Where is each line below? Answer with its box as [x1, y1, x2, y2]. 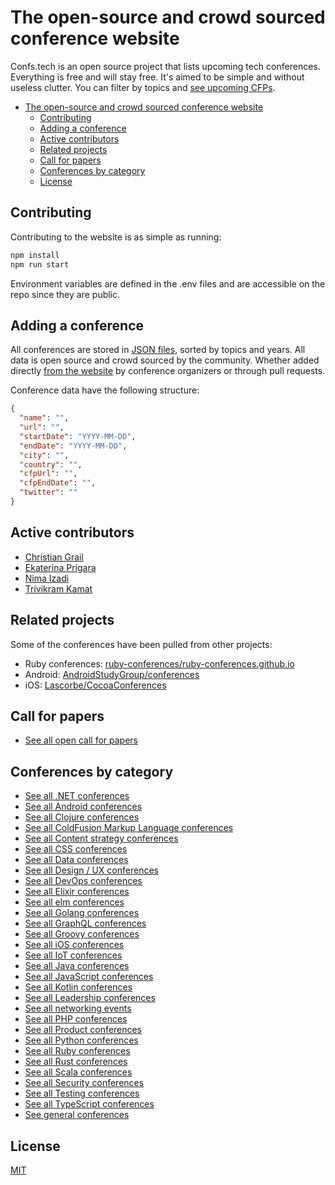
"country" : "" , [19, 459, 83, 470]
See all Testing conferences [24, 1087, 140, 1100]
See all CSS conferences [24, 843, 128, 855]
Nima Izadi [24, 572, 70, 584]
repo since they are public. [10, 288, 121, 300]
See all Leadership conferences [24, 992, 156, 1004]
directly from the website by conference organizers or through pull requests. [10, 365, 326, 377]
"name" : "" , [19, 413, 70, 423]
